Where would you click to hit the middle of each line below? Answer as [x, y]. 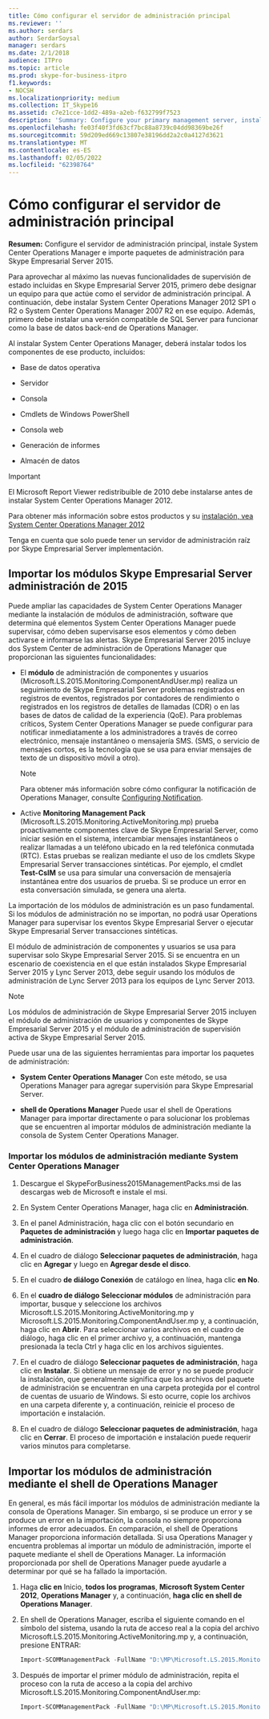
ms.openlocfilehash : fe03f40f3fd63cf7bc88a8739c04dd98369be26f [116, 128]
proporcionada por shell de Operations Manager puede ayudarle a [117, 1562]
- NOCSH [21, 90]
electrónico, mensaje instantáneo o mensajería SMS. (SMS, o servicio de [140, 740]
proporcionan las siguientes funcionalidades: [82, 657]
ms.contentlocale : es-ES [50, 150]
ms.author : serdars [41, 31]
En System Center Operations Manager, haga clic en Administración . [134, 1208]
